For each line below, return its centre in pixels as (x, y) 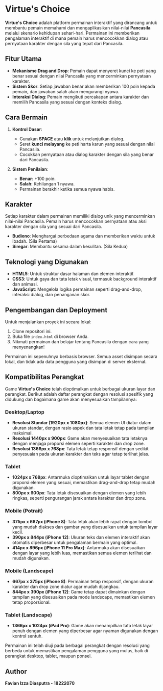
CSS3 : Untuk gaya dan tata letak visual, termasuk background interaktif (84, 279)
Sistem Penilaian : (30, 169)
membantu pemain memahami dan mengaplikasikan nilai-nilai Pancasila (78, 27)
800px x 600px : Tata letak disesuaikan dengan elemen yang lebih (79, 493)
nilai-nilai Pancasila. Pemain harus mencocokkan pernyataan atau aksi (76, 221)
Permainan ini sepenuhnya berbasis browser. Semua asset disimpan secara (81, 356)
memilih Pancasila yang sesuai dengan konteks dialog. (67, 102)
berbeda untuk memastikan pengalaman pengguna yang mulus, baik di (77, 651)
